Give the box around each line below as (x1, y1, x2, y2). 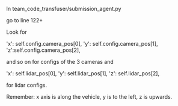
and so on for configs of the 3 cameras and (6, 58, 114, 65)
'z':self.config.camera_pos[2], (6, 46, 81, 54)
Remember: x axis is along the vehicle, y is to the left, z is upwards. (6, 93, 173, 100)
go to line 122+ (6, 17, 43, 23)
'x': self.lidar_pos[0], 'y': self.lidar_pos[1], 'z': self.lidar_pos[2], (6, 70, 160, 77)
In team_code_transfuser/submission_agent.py (6, 5, 121, 12)
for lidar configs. (6, 81, 48, 89)
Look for (6, 28, 27, 36)
